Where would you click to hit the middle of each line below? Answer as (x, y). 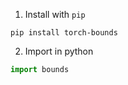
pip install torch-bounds (64, 33)
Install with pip (55, 14)
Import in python (59, 51)
